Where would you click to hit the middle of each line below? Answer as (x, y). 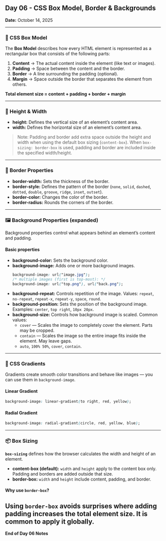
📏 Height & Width (26, 112)
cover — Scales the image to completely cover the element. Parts (86, 325)
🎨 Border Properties (29, 171)
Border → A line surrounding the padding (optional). (65, 74)
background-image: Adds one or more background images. (74, 266)
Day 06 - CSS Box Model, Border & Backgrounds (81, 8)
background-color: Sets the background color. (60, 260)
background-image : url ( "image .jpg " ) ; (51, 275)
